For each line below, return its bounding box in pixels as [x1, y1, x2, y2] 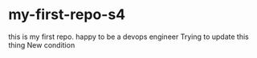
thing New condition [8, 40, 75, 49]
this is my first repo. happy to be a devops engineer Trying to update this [8, 32, 249, 41]
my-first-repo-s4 [8, 6, 126, 24]
